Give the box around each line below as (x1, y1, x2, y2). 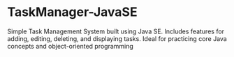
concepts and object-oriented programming (7, 42, 134, 50)
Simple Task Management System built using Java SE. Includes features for (7, 27, 225, 35)
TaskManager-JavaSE (7, 4, 138, 20)
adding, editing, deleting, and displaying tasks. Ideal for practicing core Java (7, 34, 227, 42)
